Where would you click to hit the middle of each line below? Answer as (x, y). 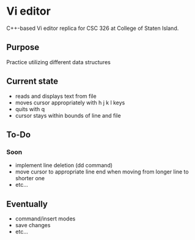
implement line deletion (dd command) (64, 165)
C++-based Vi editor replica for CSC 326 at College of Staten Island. (93, 28)
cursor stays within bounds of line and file (68, 115)
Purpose (23, 47)
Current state (32, 82)
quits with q (30, 109)
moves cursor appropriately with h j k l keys (70, 103)
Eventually (27, 204)
